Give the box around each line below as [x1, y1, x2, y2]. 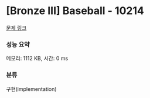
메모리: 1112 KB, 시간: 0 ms [6, 55, 69, 62]
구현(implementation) [6, 85, 57, 92]
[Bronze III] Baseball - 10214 [6, 4, 145, 18]
